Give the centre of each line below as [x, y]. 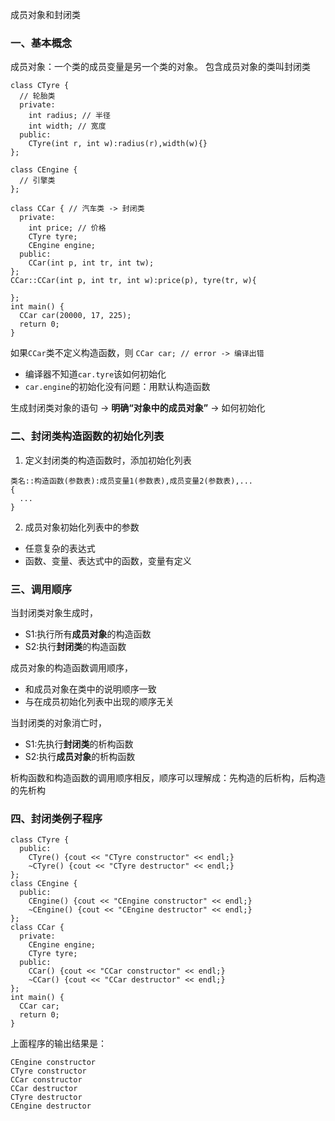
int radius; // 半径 [69, 116]
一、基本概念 [41, 43]
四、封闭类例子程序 [56, 818]
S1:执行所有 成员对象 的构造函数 [88, 634]
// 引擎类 [37, 181]
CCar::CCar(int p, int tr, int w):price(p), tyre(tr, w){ [133, 281]
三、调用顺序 [41, 589]
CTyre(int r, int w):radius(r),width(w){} [118, 144]
